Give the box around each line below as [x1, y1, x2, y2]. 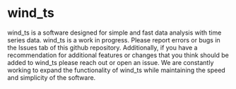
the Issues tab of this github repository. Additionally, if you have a [7, 43, 198, 52]
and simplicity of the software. [7, 73, 96, 82]
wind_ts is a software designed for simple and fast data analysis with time [7, 28, 222, 37]
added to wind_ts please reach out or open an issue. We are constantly [7, 58, 214, 66]
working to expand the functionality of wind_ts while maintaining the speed [7, 66, 226, 74]
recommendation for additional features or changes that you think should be [7, 51, 230, 59]
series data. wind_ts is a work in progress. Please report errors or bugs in [7, 35, 220, 44]
